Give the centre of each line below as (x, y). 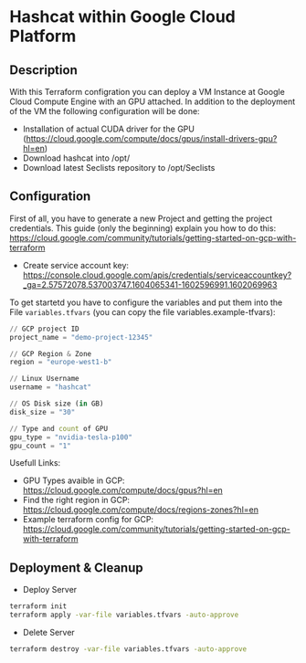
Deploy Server (50, 590)
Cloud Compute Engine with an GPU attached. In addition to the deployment (153, 101)
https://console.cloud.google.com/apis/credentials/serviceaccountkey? (157, 275)
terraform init (38, 606)
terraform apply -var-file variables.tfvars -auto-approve (124, 615)
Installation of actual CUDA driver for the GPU (108, 129)
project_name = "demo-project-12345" (81, 337)
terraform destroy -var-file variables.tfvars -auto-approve (128, 649)
